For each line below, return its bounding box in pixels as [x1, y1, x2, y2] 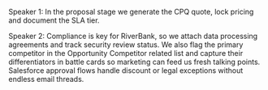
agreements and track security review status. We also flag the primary [8, 40, 244, 49]
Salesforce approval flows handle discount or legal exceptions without [8, 66, 244, 75]
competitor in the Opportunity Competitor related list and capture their [8, 49, 244, 58]
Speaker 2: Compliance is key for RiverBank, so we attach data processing [8, 32, 258, 41]
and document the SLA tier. [8, 15, 100, 25]
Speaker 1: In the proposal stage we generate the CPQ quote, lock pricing [8, 7, 254, 16]
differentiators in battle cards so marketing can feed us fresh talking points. [8, 57, 261, 66]
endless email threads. [8, 75, 84, 84]
